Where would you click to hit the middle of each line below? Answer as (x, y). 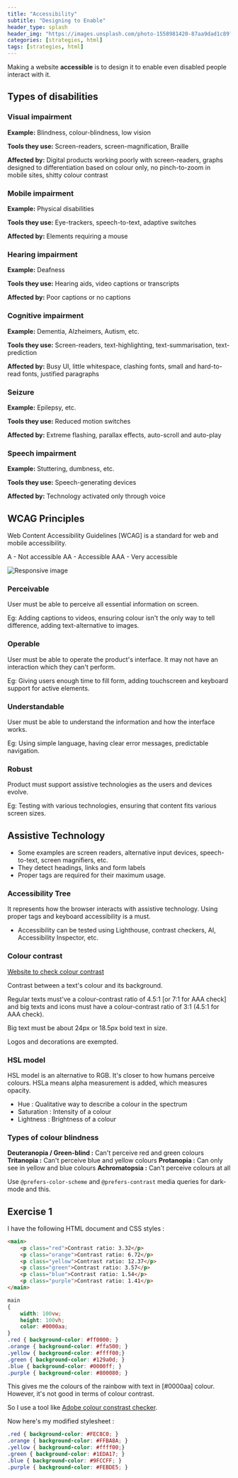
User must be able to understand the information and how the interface (111, 722)
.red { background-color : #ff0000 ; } (63, 1340)
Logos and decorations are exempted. (63, 1042)
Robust (20, 769)
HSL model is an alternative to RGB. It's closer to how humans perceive (111, 1075)
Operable (24, 644)
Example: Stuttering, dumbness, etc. (61, 469)
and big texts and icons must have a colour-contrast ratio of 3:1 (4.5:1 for (113, 1006)
